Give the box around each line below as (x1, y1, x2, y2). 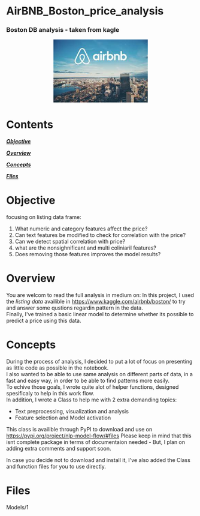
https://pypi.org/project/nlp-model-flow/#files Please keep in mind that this (6, 432, 192, 439)
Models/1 (6, 503, 29, 511)
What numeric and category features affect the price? (14, 225, 148, 232)
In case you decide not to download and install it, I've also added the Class (6, 456, 190, 463)
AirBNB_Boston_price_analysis (6, 4, 164, 18)
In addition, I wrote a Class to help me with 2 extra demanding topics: (6, 396, 177, 403)
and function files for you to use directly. (6, 463, 107, 470)
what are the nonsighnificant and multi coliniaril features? (14, 244, 157, 251)
